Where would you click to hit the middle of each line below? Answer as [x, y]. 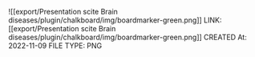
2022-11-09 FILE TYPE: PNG [55, 46]
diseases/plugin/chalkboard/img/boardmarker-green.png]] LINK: [115, 20]
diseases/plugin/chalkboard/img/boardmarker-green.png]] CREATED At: [127, 37]
